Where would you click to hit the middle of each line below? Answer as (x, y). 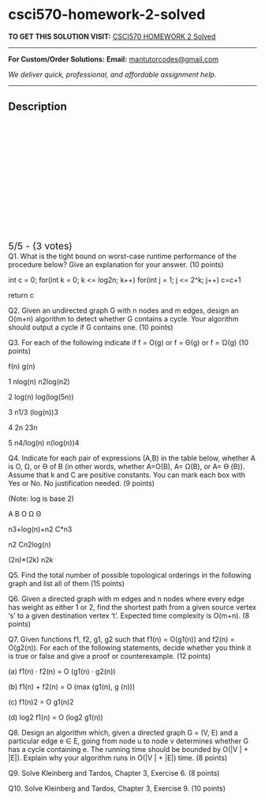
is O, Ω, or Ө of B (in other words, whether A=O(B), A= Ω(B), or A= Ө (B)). (127, 466)
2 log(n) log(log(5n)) (41, 397)
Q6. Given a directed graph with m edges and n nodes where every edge (126, 599)
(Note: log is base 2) (41, 498)
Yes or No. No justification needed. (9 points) (82, 483)
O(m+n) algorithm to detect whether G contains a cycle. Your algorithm (123, 318)
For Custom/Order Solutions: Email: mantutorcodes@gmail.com (114, 59)
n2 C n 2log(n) (30, 544)
